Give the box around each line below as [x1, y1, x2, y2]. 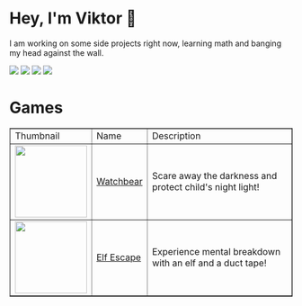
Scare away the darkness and [151, 169, 278, 182]
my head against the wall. [9, 47, 104, 58]
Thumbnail [14, 130, 60, 142]
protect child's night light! [151, 180, 260, 193]
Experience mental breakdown [151, 245, 281, 257]
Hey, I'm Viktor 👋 [9, 8, 137, 29]
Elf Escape [96, 251, 142, 264]
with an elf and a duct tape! [151, 256, 267, 269]
